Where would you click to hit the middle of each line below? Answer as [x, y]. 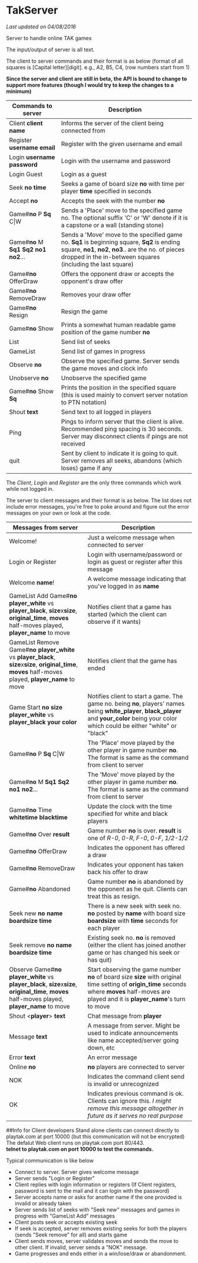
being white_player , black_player [134, 711]
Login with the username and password [116, 161]
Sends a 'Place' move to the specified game [122, 210]
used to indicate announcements [133, 1033]
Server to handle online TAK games [49, 38]
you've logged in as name [123, 586]
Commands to [32, 106]
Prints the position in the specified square [118, 388]
